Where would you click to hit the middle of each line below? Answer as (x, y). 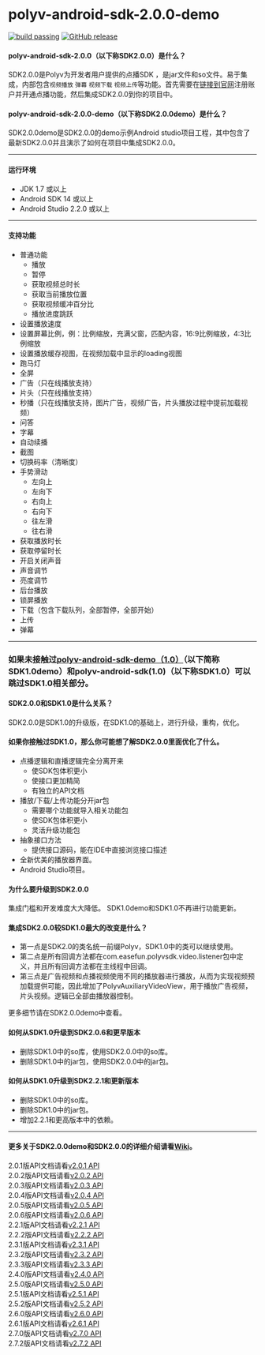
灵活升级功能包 (56, 830)
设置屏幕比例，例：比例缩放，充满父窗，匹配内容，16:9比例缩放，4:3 (132, 333)
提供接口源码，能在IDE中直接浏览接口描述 (99, 850)
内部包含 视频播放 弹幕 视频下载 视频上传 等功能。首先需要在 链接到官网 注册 (135, 84)
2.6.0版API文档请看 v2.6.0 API (56, 1314)
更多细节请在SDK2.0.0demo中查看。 (67, 1013)
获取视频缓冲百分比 (63, 304)
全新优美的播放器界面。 (58, 860)
